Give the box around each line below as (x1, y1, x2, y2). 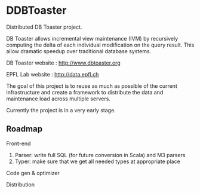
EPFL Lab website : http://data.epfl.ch (6, 71, 99, 78)
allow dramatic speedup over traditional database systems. (6, 47, 152, 54)
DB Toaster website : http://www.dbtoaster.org (6, 59, 121, 66)
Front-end (6, 140, 31, 147)
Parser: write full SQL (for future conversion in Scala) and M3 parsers (14, 151, 186, 158)
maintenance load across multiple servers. (6, 95, 110, 102)
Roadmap (6, 124, 43, 134)
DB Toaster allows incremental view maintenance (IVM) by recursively (6, 35, 179, 42)
